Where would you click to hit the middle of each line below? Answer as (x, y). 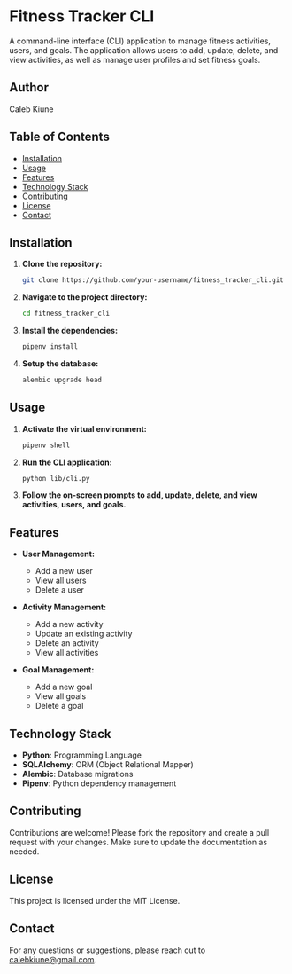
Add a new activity (69, 624)
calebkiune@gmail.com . (53, 959)
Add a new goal (64, 687)
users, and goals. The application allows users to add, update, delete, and (144, 50)
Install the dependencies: (69, 331)
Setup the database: (60, 364)
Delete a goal (59, 706)
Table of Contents (60, 137)
